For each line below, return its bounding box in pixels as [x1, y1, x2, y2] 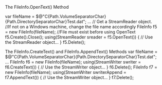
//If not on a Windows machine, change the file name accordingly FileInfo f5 [5, 24, 157, 30]
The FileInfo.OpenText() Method [5, 4, 69, 10]
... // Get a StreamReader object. [87, 19, 152, 24]
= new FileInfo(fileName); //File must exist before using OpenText [5, 29, 136, 34]
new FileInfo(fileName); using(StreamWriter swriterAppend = [5, 69, 126, 75]
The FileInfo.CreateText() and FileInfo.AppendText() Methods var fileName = [5, 49, 158, 54]
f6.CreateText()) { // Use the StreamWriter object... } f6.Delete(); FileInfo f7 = [5, 64, 158, 70]
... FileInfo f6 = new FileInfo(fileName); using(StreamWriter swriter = [5, 59, 141, 65]
